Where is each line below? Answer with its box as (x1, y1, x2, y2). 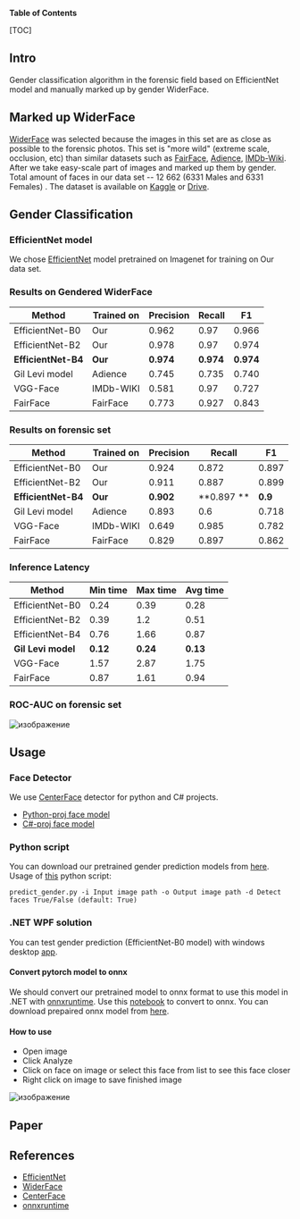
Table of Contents (9, 8, 78, 18)
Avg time (185, 584, 225, 597)
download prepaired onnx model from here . (9, 1005, 170, 1016)
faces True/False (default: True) (9, 895, 138, 905)
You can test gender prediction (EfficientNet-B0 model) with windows (9, 937, 265, 947)
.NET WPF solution (9, 916, 93, 929)
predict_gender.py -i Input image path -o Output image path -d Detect (9, 888, 281, 897)
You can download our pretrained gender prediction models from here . (9, 862, 270, 872)
